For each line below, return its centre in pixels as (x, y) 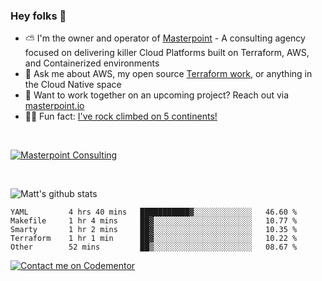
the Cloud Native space (73, 85)
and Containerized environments (92, 63)
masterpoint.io (54, 106)
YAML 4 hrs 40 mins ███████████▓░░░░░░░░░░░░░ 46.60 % (154, 212)
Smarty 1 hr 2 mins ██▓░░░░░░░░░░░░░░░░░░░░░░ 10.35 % (154, 230)
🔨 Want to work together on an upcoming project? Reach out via (157, 95)
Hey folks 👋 (38, 16)
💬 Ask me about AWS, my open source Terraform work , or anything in (168, 74)
